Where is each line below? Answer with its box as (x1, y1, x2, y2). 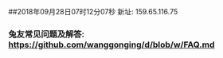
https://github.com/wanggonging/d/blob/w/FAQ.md (8, 39, 215, 50)
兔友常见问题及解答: (8, 29, 85, 40)
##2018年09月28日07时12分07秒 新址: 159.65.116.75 (8, 7, 178, 16)
